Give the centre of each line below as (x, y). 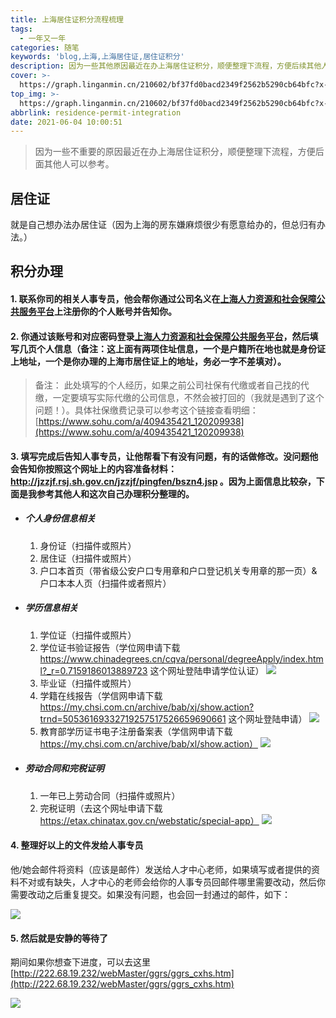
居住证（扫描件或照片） (88, 558)
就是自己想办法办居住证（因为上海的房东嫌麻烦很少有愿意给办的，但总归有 (163, 225)
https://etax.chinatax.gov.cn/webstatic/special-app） (149, 820)
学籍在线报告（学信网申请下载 (101, 695)
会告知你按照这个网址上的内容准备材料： (93, 468)
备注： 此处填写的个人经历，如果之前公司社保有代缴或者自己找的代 (172, 385)
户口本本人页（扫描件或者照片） (105, 583)
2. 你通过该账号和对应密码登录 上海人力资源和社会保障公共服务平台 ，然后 (160, 336)
